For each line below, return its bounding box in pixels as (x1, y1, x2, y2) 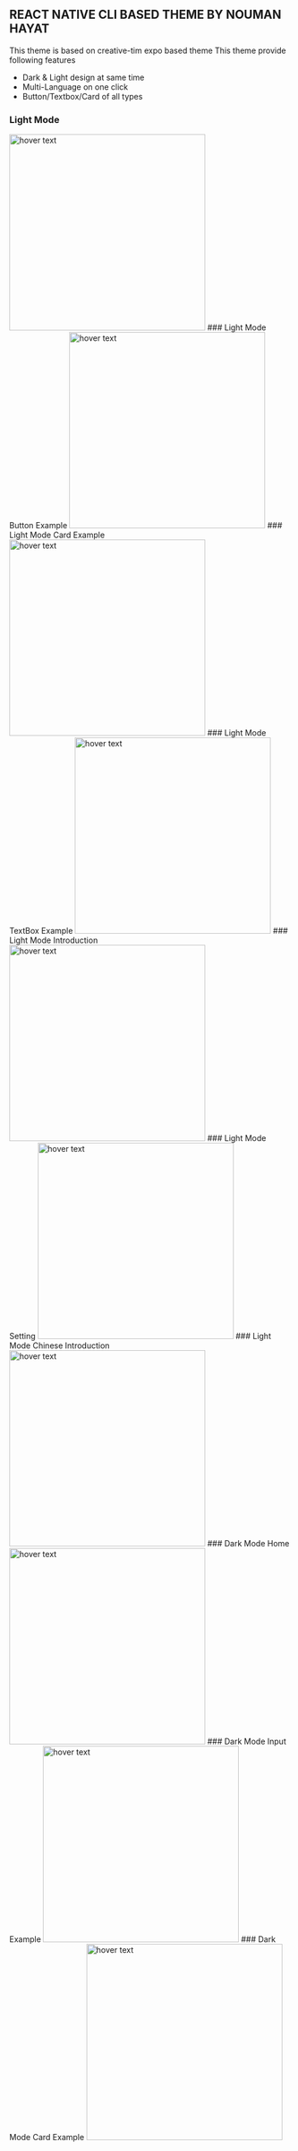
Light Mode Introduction (9, 935, 98, 945)
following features (9, 54, 76, 65)
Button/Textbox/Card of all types (21, 91, 143, 101)
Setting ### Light (9, 1331, 271, 1342)
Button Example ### (9, 520, 283, 531)
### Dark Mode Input (207, 1736, 286, 1747)
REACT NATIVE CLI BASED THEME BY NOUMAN (9, 7, 282, 22)
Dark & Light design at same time (21, 72, 145, 83)
